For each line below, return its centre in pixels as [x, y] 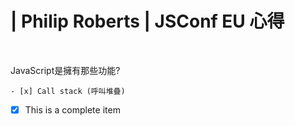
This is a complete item [72, 109]
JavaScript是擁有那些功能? [65, 70]
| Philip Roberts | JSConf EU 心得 [147, 21]
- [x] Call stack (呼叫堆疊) [68, 91]
